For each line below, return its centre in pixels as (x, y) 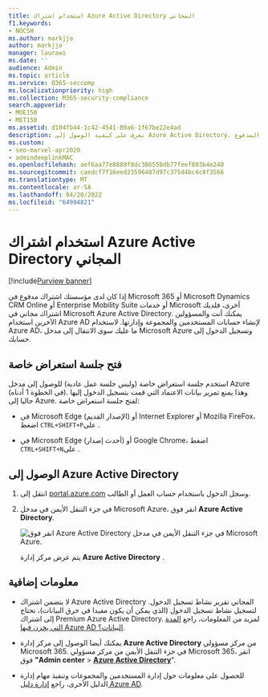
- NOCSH (21, 30)
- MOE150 (23, 113)
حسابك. (20, 339)
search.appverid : (37, 105)
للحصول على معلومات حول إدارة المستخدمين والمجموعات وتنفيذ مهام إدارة (132, 675)
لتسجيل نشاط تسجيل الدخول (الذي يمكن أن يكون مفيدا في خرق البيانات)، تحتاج (138, 610)
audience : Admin (35, 68)
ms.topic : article (39, 75)
